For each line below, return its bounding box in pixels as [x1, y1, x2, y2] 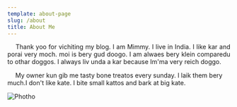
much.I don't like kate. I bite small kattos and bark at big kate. [7, 79, 186, 87]
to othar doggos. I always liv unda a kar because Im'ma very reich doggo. [7, 58, 221, 66]
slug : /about [7, 17, 46, 24]
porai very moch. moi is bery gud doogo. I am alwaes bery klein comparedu [7, 50, 231, 58]
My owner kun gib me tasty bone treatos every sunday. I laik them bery [15, 71, 223, 80]
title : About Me [7, 23, 55, 30]
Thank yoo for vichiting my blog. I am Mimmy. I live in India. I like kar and [15, 43, 231, 51]
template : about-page [7, 10, 71, 18]
